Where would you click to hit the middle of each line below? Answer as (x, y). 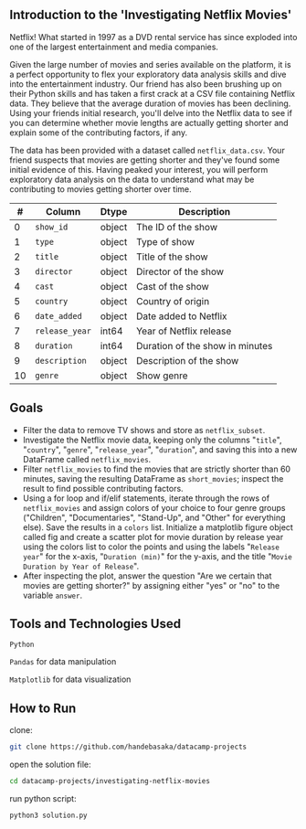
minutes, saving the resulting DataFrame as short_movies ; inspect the (153, 478)
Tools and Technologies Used (95, 624)
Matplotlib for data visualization (70, 679)
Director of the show (180, 271)
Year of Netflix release (184, 331)
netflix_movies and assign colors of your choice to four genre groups (154, 507)
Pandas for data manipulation (63, 662)
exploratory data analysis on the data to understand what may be (132, 179)
